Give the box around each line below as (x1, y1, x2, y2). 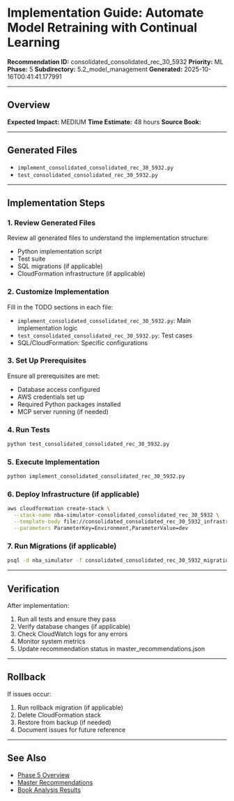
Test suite (17, 254, 46, 263)
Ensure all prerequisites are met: (7, 372, 100, 380)
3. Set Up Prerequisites (7, 356, 87, 365)
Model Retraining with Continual (7, 20, 198, 36)
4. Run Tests (7, 425, 50, 434)
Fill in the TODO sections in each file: (7, 303, 114, 311)
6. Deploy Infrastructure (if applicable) (7, 489, 140, 499)
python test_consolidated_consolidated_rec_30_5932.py (7, 441, 170, 448)
